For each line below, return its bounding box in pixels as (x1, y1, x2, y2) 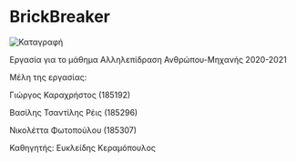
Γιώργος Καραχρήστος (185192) (9, 89, 131, 100)
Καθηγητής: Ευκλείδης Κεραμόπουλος (9, 142, 157, 153)
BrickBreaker (9, 6, 111, 27)
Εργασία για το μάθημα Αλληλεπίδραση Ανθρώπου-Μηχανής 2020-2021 (9, 54, 287, 65)
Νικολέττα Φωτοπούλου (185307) (9, 125, 138, 136)
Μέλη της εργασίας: (9, 71, 87, 83)
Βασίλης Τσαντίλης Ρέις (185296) (9, 106, 138, 117)
